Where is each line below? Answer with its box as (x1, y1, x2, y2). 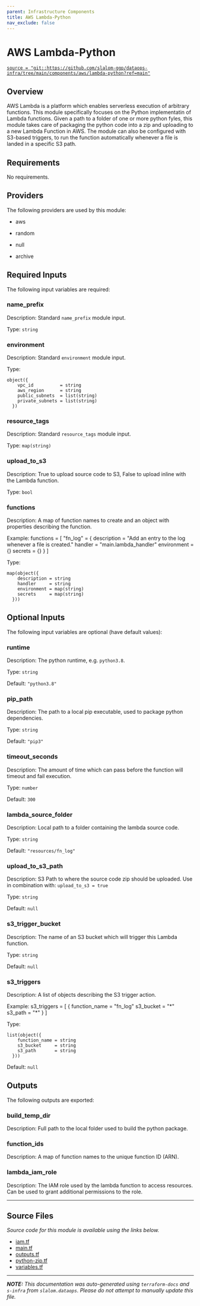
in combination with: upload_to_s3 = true (7, 882, 109, 889)
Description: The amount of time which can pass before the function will (7, 766, 183, 773)
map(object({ (7, 570, 39, 577)
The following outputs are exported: (7, 1096, 94, 1103)
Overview (7, 86, 44, 97)
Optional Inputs (7, 612, 65, 623)
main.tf (15, 1245, 33, 1252)
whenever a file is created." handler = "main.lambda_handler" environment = (7, 541, 194, 548)
